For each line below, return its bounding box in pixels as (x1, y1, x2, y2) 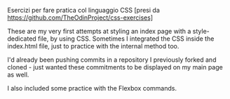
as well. (7, 70, 29, 79)
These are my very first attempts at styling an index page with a (7, 27, 191, 35)
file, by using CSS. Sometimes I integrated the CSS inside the (37, 34, 215, 43)
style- (192, 27, 210, 35)
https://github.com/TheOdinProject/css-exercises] (7, 13, 153, 22)
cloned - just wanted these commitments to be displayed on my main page (7, 63, 223, 71)
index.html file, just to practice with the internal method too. (7, 42, 180, 50)
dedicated (7, 34, 36, 43)
